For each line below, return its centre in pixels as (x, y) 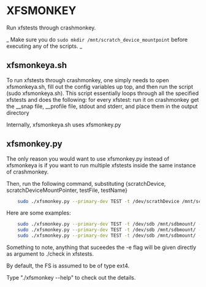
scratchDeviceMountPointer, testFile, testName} (67, 190)
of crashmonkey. (28, 172)
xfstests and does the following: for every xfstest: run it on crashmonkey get (103, 99)
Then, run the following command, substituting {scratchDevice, (86, 183)
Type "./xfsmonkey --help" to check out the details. (71, 278)
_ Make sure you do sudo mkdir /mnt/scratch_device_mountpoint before (97, 39)
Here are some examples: (39, 213)
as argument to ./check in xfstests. (50, 254)
